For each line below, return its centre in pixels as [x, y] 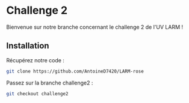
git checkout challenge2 [37, 93]
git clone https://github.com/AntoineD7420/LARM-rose [75, 71]
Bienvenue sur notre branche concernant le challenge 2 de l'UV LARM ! [95, 27]
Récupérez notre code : [36, 60]
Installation [28, 46]
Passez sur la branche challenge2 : [50, 83]
